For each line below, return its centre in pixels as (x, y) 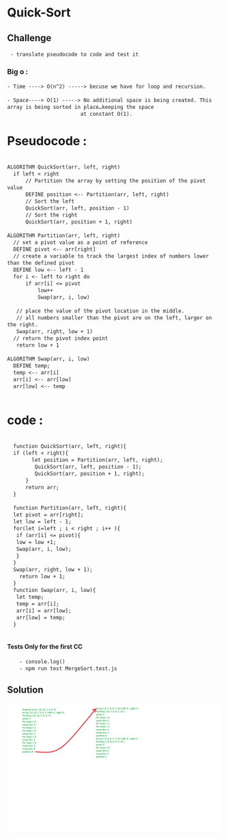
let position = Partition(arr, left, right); (98, 460)
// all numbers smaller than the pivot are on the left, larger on (114, 318)
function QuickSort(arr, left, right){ (70, 447)
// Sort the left (50, 201)
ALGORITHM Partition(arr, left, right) (64, 236)
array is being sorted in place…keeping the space (81, 108)
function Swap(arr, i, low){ (55, 591)
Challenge (29, 38)
